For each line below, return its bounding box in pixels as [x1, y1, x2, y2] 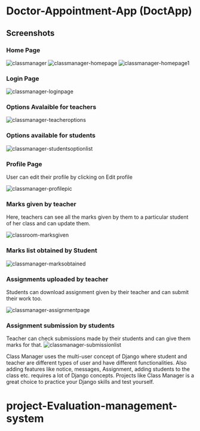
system [6, 412, 44, 426]
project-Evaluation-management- [6, 399, 178, 413]
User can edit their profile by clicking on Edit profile [6, 173, 133, 181]
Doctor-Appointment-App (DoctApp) [6, 4, 192, 18]
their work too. [6, 295, 42, 302]
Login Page [6, 74, 40, 82]
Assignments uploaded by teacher [6, 275, 109, 283]
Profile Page [6, 160, 42, 168]
